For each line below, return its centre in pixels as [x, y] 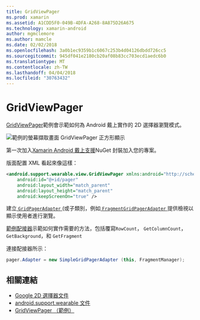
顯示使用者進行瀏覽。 [32, 216]
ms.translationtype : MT [36, 61]
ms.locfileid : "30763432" [38, 78]
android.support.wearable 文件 [52, 303]
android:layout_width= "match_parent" [64, 185]
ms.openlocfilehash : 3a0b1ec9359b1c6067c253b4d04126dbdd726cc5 [86, 51]
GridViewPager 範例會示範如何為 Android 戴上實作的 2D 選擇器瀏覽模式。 [96, 125]
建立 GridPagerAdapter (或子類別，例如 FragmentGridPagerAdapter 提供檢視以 [100, 209]
